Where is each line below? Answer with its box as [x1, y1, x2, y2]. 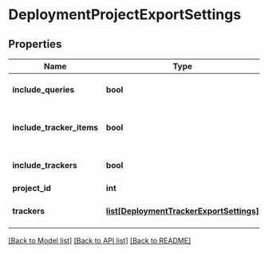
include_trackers [12, 160, 78, 170]
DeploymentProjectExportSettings [8, 6, 242, 24]
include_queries [12, 84, 75, 95]
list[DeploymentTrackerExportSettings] [106, 205, 259, 216]
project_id [12, 183, 52, 193]
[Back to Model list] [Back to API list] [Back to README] [8, 236, 191, 245]
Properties [8, 37, 62, 51]
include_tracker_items [12, 122, 99, 133]
